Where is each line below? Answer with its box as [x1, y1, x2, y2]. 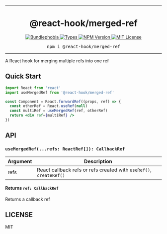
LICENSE [5, 211, 33, 219]
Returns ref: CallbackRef [5, 185, 59, 191]
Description [83, 158, 113, 165]
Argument [7, 158, 32, 165]
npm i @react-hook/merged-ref [46, 43, 120, 49]
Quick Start [5, 72, 41, 81]
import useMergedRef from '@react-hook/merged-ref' [5, 90, 114, 95]
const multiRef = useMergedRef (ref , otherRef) [9, 108, 108, 114]
